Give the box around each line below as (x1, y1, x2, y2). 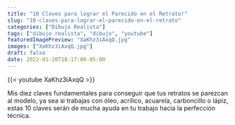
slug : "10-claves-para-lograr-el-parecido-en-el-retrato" (7, 17, 181, 24)
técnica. (7, 111, 31, 119)
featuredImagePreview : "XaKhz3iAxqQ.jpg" (7, 37, 131, 44)
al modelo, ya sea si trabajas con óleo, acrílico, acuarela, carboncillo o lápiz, (7, 96, 229, 105)
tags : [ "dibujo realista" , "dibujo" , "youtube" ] (7, 29, 153, 37)
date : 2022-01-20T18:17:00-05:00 (7, 56, 106, 63)
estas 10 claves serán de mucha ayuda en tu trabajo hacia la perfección (7, 103, 216, 112)
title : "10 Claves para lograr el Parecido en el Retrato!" (7, 10, 188, 18)
